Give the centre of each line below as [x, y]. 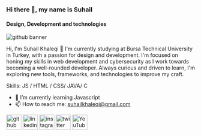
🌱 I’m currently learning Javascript [57, 98]
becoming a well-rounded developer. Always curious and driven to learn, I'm [100, 68]
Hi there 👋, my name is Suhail [49, 10]
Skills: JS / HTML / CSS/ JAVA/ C [47, 86]
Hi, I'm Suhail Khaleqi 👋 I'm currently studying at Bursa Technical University [100, 49]
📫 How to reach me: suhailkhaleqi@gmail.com [73, 104]
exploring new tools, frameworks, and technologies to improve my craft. [95, 74]
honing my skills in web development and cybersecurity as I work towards [97, 62]
